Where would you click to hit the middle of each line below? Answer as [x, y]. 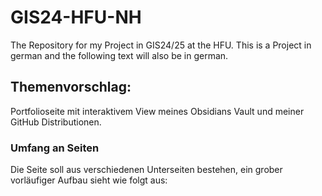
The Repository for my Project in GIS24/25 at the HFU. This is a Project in [161, 45]
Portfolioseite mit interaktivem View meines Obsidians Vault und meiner [157, 111]
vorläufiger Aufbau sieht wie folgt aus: [89, 180]
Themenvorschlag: [71, 87]
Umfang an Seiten [55, 148]
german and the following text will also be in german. [119, 55]
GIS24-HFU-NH [76, 17]
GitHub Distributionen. [56, 122]
